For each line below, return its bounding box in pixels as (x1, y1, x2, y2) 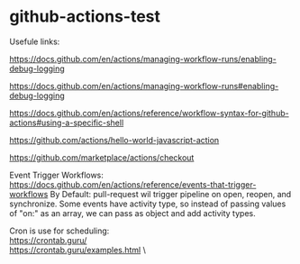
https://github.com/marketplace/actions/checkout (9, 151, 195, 163)
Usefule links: (9, 36, 60, 47)
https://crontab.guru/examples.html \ (9, 244, 146, 255)
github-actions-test (9, 6, 160, 27)
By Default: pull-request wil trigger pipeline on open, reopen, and (50, 188, 292, 199)
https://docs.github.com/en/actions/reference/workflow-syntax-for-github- (9, 107, 290, 118)
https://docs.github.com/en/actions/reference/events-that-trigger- (9, 178, 257, 190)
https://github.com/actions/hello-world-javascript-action (9, 134, 220, 145)
